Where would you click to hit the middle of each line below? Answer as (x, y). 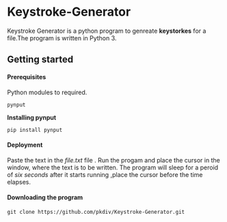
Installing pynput (32, 117)
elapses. (19, 182)
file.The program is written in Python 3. (62, 38)
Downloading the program (45, 197)
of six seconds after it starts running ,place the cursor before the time (105, 174)
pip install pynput (35, 130)
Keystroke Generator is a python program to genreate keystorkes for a (107, 31)
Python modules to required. (47, 92)
